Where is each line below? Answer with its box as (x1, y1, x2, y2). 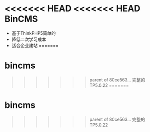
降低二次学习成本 (11, 36, 46, 42)
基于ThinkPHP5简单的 (11, 30, 56, 36)
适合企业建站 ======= (11, 42, 59, 48)
